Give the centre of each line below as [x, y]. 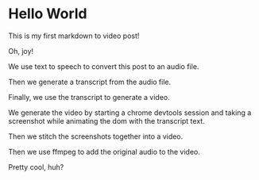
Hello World [48, 14]
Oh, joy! [21, 51]
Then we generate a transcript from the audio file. [90, 82]
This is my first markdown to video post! [74, 36]
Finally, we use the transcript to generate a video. [89, 97]
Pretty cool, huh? [36, 167]
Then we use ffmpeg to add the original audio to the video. [104, 151]
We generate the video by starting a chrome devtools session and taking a [130, 113]
